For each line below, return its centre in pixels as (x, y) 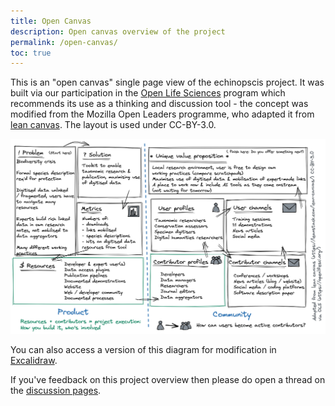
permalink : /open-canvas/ (64, 42)
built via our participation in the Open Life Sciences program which (148, 93)
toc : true (31, 53)
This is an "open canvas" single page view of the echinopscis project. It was (167, 82)
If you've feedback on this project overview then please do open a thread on (168, 379)
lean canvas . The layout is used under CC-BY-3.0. (113, 125)
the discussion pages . (56, 390)
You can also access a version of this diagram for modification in (143, 349)
